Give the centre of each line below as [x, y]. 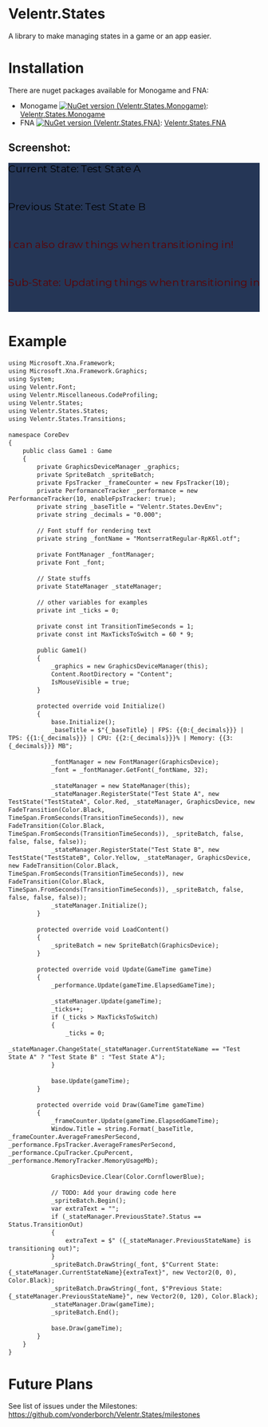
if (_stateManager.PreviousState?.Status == [126, 1217]
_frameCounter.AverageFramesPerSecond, [75, 1137]
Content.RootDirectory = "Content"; [112, 675]
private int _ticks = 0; [78, 611]
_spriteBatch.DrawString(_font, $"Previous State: [137, 1289]
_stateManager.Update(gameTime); [106, 1002]
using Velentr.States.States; [59, 412]
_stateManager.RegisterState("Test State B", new [135, 850]
